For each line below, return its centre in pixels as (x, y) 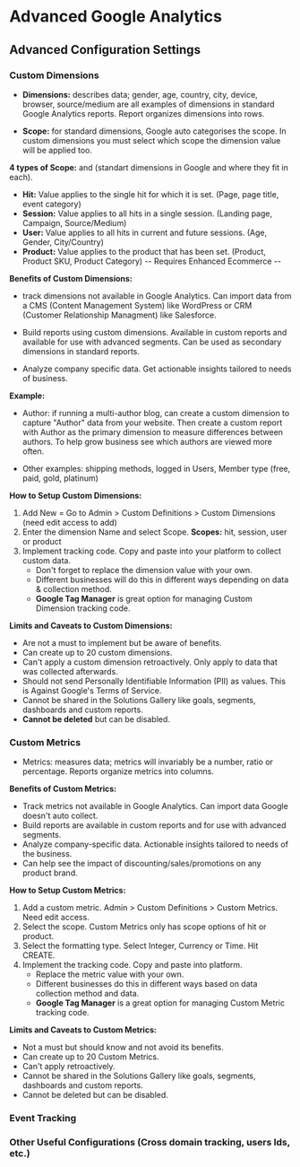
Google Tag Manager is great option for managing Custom (144, 598)
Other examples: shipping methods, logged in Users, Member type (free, (156, 468)
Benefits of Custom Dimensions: (71, 278)
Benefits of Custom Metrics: (63, 789)
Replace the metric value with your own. (110, 974)
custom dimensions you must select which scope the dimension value (151, 140)
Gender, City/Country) (63, 242)
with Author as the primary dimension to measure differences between (153, 431)
